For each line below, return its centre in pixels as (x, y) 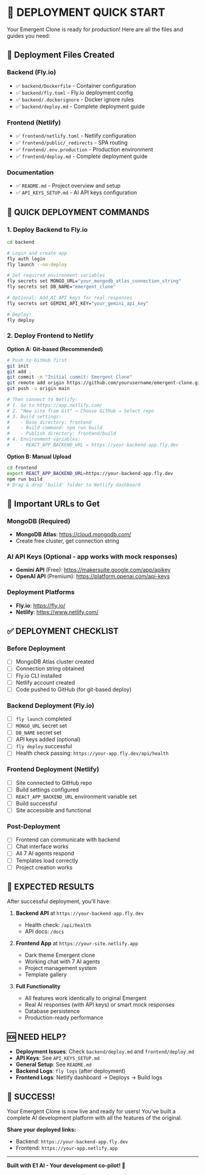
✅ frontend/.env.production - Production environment (84, 149)
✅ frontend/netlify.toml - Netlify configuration (76, 135)
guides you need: (29, 35)
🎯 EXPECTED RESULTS (51, 887)
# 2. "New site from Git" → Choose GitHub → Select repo (81, 411)
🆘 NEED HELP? (36, 1037)
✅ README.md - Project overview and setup (68, 186)
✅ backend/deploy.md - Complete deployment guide (80, 106)
